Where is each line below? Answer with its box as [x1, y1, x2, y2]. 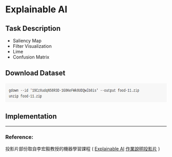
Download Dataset [5, 69, 66, 77]
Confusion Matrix [12, 54, 50, 60]
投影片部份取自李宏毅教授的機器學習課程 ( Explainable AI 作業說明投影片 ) [5, 145, 160, 152]
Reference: [5, 133, 34, 141]
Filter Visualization [12, 43, 52, 49]
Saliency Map [12, 37, 42, 44]
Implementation [5, 112, 57, 121]
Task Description [5, 24, 61, 33]
